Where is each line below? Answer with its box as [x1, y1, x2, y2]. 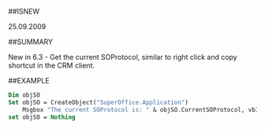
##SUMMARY [8, 37, 54, 46]
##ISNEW [8, 7, 40, 16]
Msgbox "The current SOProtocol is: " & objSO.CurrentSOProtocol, [22, 105, 245, 113]
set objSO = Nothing [8, 113, 77, 121]
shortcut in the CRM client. [8, 61, 95, 70]
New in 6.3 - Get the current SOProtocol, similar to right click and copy [8, 53, 238, 61]
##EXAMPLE [8, 76, 50, 85]
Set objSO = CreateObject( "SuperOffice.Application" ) [8, 98, 189, 106]
